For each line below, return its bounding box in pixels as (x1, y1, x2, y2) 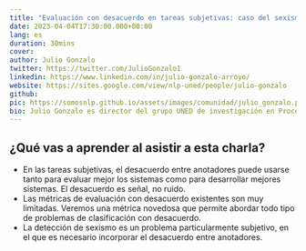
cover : (9, 47, 35, 56)
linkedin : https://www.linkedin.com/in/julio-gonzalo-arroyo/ (9, 73, 250, 82)
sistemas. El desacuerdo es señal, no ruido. (22, 184, 187, 195)
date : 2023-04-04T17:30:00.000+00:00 (9, 22, 153, 31)
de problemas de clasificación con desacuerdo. (22, 213, 202, 224)
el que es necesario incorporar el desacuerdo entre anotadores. (22, 232, 263, 243)
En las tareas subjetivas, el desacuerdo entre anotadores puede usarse (22, 165, 290, 176)
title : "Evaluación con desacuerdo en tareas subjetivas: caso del (9, 13, 271, 23)
